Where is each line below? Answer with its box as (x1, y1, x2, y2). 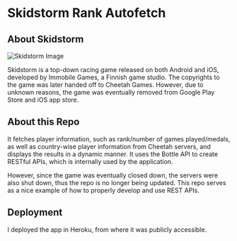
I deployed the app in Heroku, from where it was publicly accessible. (7, 225, 207, 234)
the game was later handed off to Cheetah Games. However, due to (7, 81, 204, 89)
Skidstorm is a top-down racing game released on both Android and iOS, (7, 66, 219, 74)
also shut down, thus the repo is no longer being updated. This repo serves (7, 178, 226, 187)
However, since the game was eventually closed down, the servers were (7, 171, 218, 180)
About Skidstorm (7, 33, 84, 45)
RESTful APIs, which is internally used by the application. (7, 157, 173, 165)
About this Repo (7, 116, 80, 128)
